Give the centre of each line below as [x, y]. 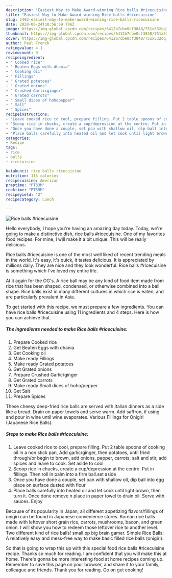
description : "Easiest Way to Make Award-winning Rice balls [72, 10]
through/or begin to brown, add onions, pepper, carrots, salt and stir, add [90, 458]
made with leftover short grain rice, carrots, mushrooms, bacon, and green [84, 522]
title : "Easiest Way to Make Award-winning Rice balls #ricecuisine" [81, 15]
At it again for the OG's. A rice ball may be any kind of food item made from [85, 281]
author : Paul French [28, 43]
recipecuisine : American [32, 181]
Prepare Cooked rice [35, 342]
